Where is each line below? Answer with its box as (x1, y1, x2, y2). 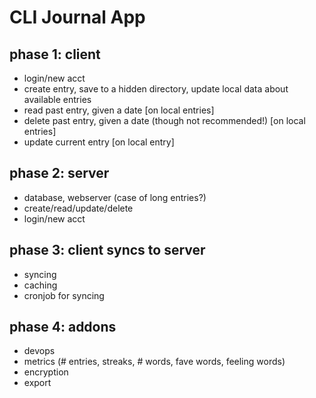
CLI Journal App (9, 6, 146, 29)
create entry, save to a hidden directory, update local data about (23, 83, 289, 95)
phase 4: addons (9, 319, 117, 336)
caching (23, 279, 58, 291)
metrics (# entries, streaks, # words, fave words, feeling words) (23, 356, 286, 368)
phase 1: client (9, 46, 101, 63)
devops (23, 345, 56, 357)
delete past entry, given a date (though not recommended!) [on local (23, 115, 306, 126)
